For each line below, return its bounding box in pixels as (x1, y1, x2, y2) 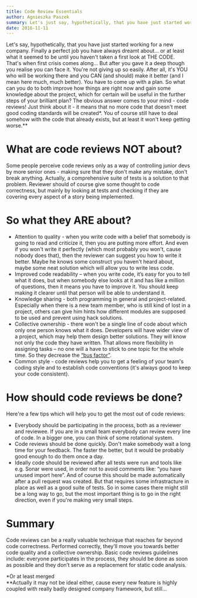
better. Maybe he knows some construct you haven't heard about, (14, 258, 174, 265)
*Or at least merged (6, 573, 55, 580)
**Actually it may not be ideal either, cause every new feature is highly (6, 579, 178, 586)
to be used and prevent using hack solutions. (14, 315, 124, 322)
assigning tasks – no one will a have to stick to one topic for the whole (14, 346, 184, 353)
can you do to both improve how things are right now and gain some (6, 85, 171, 92)
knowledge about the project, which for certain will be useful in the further (6, 91, 186, 98)
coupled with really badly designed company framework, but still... (6, 585, 167, 592)
